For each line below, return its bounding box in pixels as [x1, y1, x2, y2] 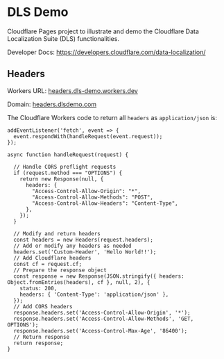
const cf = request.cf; [13, 260, 82, 267]
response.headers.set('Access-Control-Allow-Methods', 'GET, [13, 315, 194, 322]
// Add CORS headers [13, 303, 73, 310]
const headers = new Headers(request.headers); [13, 236, 154, 243]
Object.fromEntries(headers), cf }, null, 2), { [7, 278, 150, 285]
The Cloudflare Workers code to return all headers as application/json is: [7, 113, 217, 122]
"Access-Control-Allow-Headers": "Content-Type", [32, 199, 178, 207]
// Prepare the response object [13, 267, 107, 274]
